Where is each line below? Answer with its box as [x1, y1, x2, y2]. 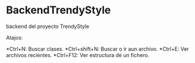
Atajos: [6, 34, 23, 41]
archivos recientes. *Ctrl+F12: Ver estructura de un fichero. [6, 51, 149, 58]
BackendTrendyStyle [6, 3, 111, 17]
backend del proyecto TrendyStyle [6, 23, 90, 30]
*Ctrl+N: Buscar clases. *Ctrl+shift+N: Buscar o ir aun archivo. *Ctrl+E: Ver [6, 45, 189, 52]
